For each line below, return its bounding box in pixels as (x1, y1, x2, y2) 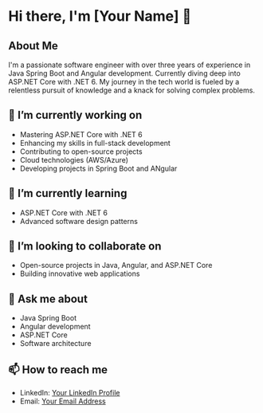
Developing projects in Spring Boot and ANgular (19, 163, 178, 173)
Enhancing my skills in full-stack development (19, 138, 171, 147)
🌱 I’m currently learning (8, 187, 128, 200)
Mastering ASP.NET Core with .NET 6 (19, 129, 143, 139)
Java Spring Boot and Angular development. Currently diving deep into (8, 69, 241, 78)
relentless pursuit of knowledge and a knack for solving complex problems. (8, 85, 255, 95)
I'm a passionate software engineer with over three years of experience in (8, 60, 251, 69)
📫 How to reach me (8, 363, 108, 376)
